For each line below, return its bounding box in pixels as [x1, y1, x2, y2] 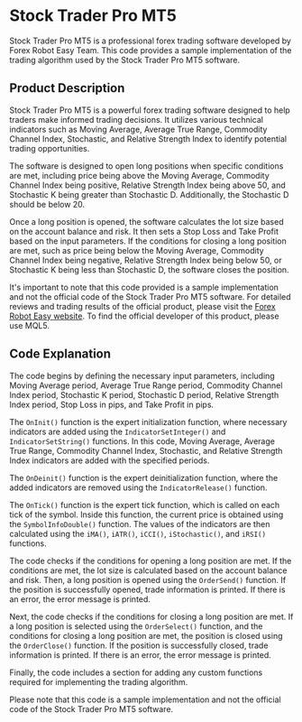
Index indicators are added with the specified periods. [9, 455, 210, 466]
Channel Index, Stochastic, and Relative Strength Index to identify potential [9, 133, 287, 144]
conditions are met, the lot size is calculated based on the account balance [9, 565, 288, 576]
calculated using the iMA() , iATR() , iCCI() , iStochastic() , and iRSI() [9, 528, 267, 539]
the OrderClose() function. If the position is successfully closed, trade [9, 640, 269, 651]
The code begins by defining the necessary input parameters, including [9, 370, 275, 381]
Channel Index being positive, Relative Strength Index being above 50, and [9, 180, 286, 190]
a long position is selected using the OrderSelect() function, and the [9, 620, 263, 632]
